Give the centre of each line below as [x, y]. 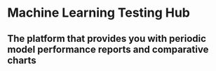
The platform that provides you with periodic [107, 39]
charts [22, 60]
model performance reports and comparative [108, 49]
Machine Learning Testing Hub [99, 13]
